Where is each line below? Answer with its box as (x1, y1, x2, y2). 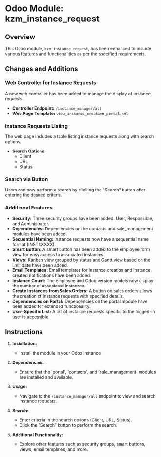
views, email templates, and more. (19, 446, 88, 452)
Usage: (12, 383, 27, 390)
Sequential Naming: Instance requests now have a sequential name (12, 236, 149, 242)
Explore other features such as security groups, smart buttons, (19, 441, 146, 447)
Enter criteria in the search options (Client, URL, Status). (19, 417, 132, 423)
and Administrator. (12, 220, 50, 227)
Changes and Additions (5, 65, 78, 73)
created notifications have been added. (12, 272, 91, 278)
